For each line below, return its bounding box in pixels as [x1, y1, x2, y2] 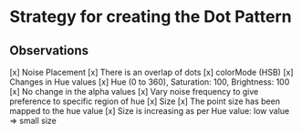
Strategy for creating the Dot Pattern [9, 6, 292, 27]
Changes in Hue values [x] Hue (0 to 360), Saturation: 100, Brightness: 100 [9, 77, 290, 87]
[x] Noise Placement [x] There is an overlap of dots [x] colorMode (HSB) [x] [9, 66, 294, 77]
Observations [9, 43, 89, 58]
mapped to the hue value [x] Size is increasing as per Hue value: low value [9, 106, 290, 116]
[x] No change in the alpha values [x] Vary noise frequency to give [9, 87, 259, 97]
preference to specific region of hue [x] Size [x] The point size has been [9, 96, 281, 107]
